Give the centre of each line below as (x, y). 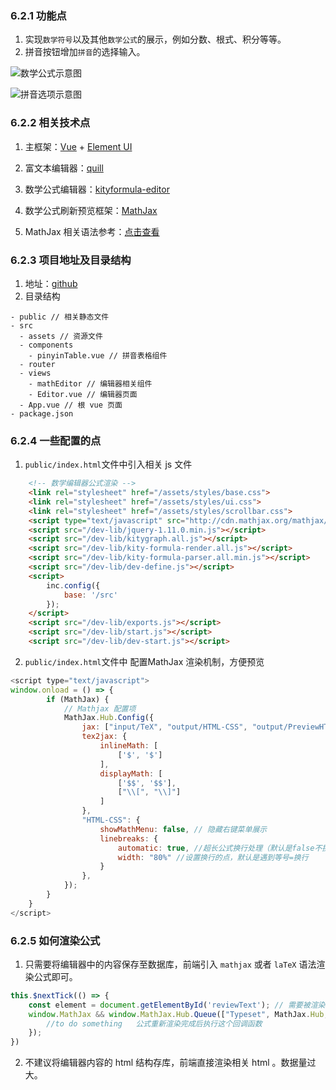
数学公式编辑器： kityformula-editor (97, 189)
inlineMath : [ (129, 746)
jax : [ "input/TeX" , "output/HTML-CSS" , (164, 727)
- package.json (42, 413)
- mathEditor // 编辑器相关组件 (90, 383)
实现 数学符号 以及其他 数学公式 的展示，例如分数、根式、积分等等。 (155, 39)
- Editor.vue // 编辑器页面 (83, 394)
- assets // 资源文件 (61, 336)
